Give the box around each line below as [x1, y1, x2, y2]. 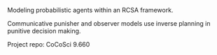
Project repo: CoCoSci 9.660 [7, 40, 90, 48]
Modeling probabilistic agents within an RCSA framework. [7, 6, 174, 14]
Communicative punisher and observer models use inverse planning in [7, 19, 211, 27]
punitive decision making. [7, 27, 81, 35]
